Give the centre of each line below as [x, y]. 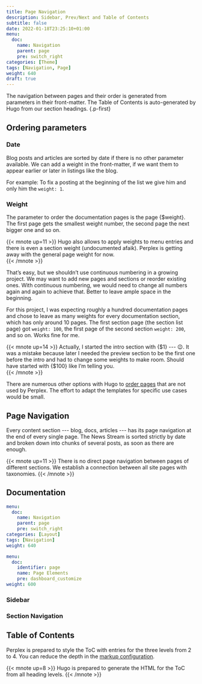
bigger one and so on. [34, 230]
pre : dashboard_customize [50, 579]
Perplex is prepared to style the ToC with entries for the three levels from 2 [99, 650]
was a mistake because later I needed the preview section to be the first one [101, 353]
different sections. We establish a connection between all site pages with [97, 467]
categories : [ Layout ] [33, 535]
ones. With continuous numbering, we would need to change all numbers [97, 286]
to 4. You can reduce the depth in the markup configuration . [81, 656]
